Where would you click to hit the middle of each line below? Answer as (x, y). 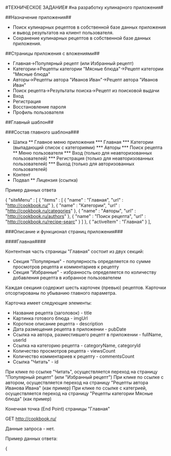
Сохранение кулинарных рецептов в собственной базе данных (82, 38)
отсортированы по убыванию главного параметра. (61, 293)
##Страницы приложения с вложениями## (53, 53)
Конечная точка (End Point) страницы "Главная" (58, 409)
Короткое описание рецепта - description (58, 324)
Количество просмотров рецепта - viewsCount (64, 351)
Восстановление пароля (39, 107)
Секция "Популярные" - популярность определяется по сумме (82, 261)
